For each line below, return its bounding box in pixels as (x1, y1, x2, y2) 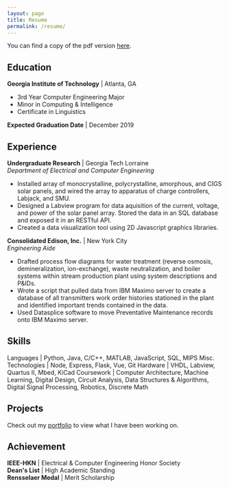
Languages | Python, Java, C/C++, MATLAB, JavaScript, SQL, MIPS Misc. (7, 353, 215, 362)
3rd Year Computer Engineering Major (16, 93, 125, 102)
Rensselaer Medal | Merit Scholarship (7, 474, 114, 482)
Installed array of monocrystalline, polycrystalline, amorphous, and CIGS (16, 180, 222, 187)
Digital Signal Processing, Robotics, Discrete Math (7, 382, 149, 391)
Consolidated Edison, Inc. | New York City (7, 237, 128, 244)
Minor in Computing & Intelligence (16, 100, 113, 108)
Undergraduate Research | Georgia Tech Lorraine (7, 159, 149, 167)
